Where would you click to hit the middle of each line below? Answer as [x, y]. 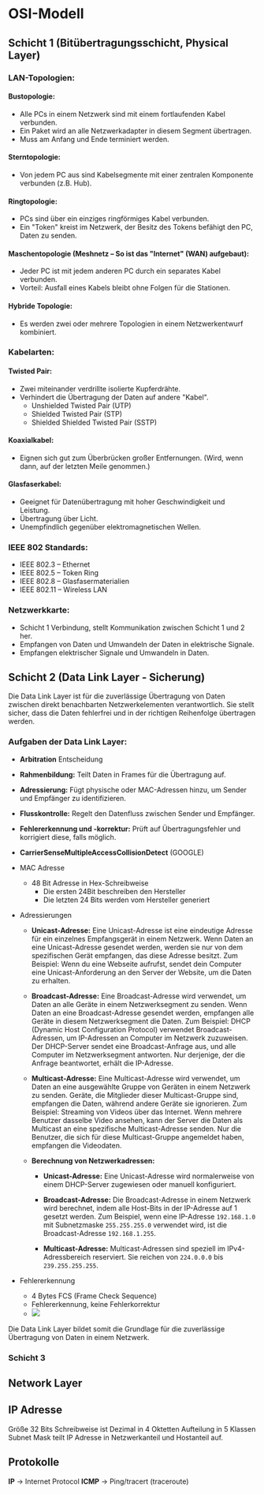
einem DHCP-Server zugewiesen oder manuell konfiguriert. [139, 1184]
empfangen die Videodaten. [76, 1145]
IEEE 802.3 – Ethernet [55, 564]
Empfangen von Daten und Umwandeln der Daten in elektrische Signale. [137, 644]
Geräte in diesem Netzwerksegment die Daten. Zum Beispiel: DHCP [141, 1021]
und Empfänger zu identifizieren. [73, 798]
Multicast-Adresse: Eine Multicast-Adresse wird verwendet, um [136, 1078]
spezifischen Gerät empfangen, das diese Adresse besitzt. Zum [134, 955]
